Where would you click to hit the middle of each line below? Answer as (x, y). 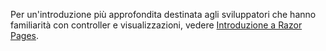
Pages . (24, 35)
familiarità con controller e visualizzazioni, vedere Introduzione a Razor (156, 25)
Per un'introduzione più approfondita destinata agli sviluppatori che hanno (163, 14)
